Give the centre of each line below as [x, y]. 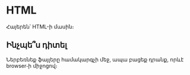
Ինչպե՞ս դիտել [37, 45]
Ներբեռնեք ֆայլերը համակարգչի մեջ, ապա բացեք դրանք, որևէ [95, 59]
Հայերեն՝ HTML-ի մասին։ [40, 27]
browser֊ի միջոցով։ [32, 66]
